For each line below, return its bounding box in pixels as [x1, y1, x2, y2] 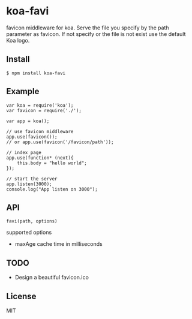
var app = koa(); [6, 118, 50, 124]
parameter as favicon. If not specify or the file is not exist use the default [6, 30, 186, 37]
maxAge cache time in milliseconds [14, 240, 103, 248]
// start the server [6, 176, 58, 182]
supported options [6, 229, 52, 236]
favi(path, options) [6, 218, 58, 224]
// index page [6, 149, 42, 155]
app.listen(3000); [6, 181, 52, 187]
